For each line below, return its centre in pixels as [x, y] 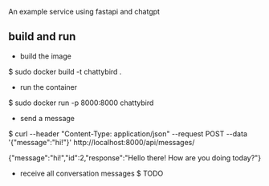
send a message [47, 118]
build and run [42, 36]
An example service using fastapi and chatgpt [84, 12]
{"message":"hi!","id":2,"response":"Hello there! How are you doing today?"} [135, 158]
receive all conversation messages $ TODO [92, 173]
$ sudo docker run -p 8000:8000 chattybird [81, 103]
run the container [49, 87]
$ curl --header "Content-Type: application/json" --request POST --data [128, 133]
